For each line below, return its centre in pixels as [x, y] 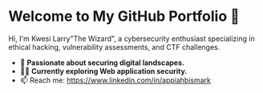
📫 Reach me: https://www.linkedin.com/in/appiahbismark [115, 80]
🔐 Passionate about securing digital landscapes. [102, 63]
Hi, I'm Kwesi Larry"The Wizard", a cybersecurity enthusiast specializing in [131, 38]
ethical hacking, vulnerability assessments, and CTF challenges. [114, 46]
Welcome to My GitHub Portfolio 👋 [124, 16]
